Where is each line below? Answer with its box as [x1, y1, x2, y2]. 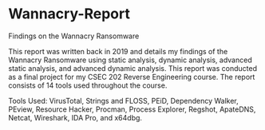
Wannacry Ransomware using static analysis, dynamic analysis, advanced [8, 55, 253, 65]
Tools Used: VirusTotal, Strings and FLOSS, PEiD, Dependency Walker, [8, 96, 239, 105]
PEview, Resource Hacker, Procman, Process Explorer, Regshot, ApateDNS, [8, 104, 256, 114]
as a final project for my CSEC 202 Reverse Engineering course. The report [8, 72, 255, 81]
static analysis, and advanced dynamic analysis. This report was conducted [8, 63, 258, 73]
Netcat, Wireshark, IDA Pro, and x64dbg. [8, 112, 142, 122]
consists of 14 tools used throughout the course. [8, 81, 168, 90]
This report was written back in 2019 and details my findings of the [8, 46, 228, 56]
